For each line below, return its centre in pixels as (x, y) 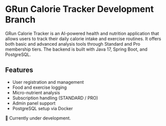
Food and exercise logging (40, 87)
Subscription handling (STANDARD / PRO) (55, 98)
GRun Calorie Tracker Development (80, 9)
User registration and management (48, 82)
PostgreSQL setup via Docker (42, 108)
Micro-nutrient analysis (36, 92)
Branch (20, 20)
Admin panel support (34, 103)
